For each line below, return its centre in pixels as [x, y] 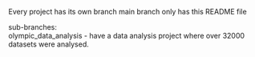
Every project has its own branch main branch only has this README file [127, 12]
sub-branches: [33, 27]
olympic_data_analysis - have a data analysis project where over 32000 [127, 36]
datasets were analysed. [49, 44]
